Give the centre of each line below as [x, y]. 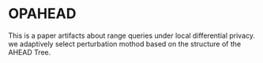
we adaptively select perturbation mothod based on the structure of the [125, 43]
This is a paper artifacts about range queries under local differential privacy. [131, 35]
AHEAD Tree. [30, 52]
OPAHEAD [42, 14]
